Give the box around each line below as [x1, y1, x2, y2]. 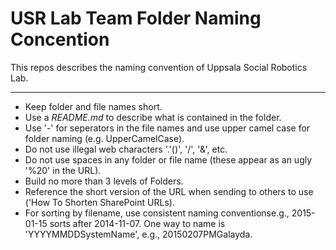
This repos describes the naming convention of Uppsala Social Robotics [10, 61, 308, 73]
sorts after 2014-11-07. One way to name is [49, 217, 226, 229]
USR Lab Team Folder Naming [10, 7, 262, 30]
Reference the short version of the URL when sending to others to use [24, 185, 314, 197]
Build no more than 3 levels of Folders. [24, 175, 184, 187]
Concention [10, 28, 110, 51]
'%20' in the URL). [24, 164, 102, 176]
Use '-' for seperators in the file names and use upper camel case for [24, 122, 311, 134]
